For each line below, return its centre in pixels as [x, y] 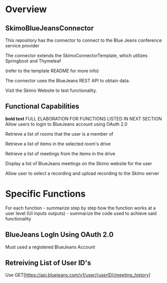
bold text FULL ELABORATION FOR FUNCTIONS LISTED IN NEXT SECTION [83, 118]
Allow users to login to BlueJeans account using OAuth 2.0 [66, 124]
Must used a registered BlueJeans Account [50, 247]
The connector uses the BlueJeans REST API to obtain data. [68, 81]
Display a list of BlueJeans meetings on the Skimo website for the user [79, 163]
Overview [26, 9]
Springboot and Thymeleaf [33, 61]
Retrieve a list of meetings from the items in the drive [60, 153]
